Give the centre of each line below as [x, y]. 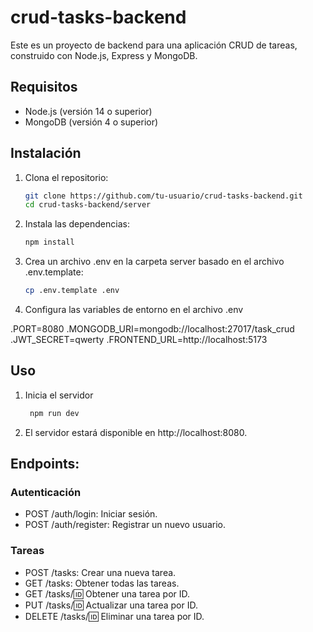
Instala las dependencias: [77, 224]
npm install [49, 242]
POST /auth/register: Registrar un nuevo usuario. [125, 525]
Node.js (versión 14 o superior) [88, 111]
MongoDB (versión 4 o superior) [91, 122]
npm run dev [54, 413]
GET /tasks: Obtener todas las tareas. [102, 583]
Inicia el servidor [59, 395]
